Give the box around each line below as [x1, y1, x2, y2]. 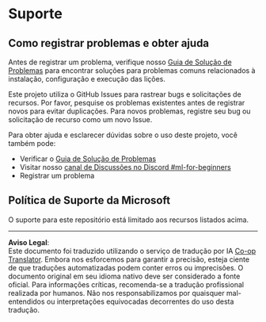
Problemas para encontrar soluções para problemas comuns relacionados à [8, 66, 256, 75]
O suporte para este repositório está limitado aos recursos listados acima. [8, 215, 249, 224]
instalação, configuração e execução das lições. [8, 75, 166, 83]
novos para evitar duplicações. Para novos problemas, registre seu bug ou [8, 106, 251, 116]
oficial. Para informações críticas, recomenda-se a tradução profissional [8, 279, 244, 289]
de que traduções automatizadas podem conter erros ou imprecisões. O [8, 263, 244, 272]
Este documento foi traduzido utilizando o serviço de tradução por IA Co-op [8, 246, 256, 255]
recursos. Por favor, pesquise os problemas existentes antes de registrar [8, 98, 245, 107]
